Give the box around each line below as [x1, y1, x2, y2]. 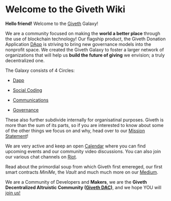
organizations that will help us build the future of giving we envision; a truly [5, 52, 165, 58]
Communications [12, 97, 48, 103]
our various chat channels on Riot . [5, 154, 78, 160]
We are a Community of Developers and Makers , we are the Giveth [5, 179, 147, 185]
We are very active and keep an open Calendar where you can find [5, 143, 146, 149]
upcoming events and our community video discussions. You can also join [5, 148, 161, 154]
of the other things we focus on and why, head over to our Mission [5, 128, 145, 134]
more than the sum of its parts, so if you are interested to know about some [5, 122, 164, 128]
